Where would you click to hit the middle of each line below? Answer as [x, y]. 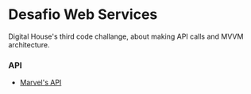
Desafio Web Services [83, 15]
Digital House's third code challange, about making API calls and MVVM [126, 36]
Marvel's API [41, 83]
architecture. [29, 44]
